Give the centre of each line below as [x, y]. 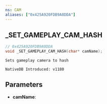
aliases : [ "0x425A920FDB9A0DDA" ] [40, 15]
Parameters [24, 85]
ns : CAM [13, 10]
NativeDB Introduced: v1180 [35, 69]
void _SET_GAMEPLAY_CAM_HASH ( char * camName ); [54, 51]
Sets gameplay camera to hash [37, 61]
